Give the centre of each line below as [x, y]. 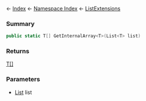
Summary [21, 24]
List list [23, 92]
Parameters [23, 79]
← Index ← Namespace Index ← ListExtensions [63, 9]
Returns [18, 51]
